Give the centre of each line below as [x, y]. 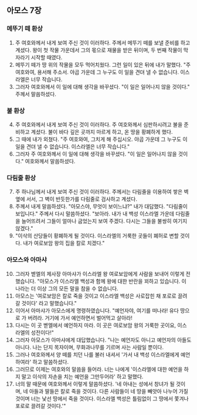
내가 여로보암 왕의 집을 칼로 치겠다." [64, 243]
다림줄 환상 [21, 178]
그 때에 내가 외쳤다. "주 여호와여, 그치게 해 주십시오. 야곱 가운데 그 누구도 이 [101, 139]
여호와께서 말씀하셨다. [50, 161]
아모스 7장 [24, 11]
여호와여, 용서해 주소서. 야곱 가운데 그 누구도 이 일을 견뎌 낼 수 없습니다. [97, 72]
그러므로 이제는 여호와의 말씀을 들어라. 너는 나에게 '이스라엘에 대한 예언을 [99, 369]
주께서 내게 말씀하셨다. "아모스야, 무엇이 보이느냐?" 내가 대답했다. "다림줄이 [101, 207]
